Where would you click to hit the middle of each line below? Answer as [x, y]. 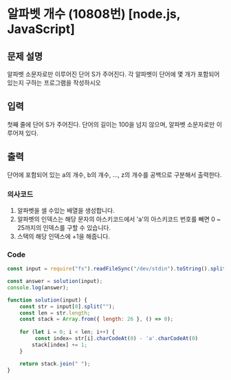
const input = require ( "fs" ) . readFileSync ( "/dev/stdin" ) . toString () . [109, 269]
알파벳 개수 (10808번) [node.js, [94, 14]
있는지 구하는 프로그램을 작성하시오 [54, 83]
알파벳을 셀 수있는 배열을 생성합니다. [66, 210]
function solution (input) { [47, 300]
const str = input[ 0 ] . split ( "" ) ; [67, 306]
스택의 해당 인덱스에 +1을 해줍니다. [63, 236]
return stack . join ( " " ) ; [55, 363]
